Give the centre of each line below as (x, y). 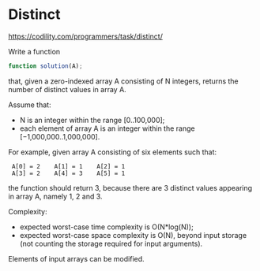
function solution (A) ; (45, 66)
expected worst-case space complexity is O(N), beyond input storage (133, 235)
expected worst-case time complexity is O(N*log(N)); (106, 227)
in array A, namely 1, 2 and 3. (55, 196)
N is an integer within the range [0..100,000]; (92, 120)
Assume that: (30, 105)
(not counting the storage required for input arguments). (111, 243)
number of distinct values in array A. (67, 89)
